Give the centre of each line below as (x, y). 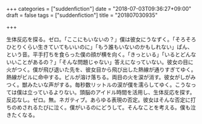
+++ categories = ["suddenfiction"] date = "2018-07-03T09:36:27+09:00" (99, 9)
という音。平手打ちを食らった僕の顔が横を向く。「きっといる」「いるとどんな (101, 54)
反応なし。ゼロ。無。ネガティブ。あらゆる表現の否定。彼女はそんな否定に (99, 100)
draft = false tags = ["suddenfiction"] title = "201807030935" (82, 15)
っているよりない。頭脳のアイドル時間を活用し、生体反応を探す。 (114, 92)
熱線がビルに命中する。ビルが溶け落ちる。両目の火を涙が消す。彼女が (93, 77)
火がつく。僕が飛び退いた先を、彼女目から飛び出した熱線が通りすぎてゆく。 (101, 70)
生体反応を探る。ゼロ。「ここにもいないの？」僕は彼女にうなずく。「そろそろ (101, 39)
